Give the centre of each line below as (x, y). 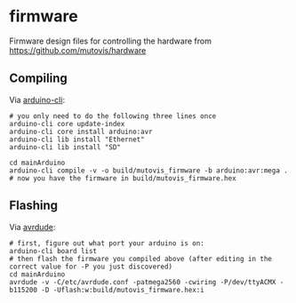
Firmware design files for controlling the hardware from (110, 41)
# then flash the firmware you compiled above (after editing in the (141, 259)
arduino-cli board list (53, 251)
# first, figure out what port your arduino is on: (107, 243)
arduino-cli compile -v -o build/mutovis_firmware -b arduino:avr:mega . (149, 171)
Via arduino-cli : (37, 100)
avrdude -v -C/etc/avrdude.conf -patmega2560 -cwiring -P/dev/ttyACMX (143, 282)
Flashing (34, 206)
